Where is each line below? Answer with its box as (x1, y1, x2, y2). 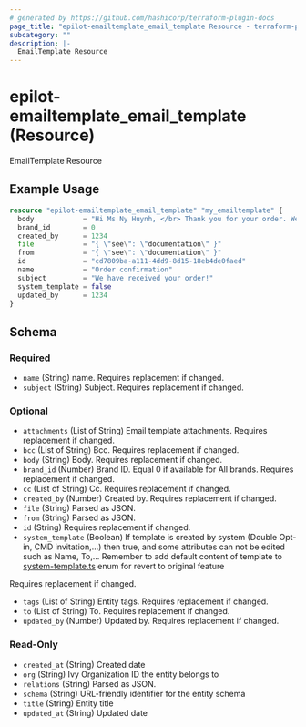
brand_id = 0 (17, 222, 96, 232)
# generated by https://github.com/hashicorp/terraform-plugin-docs (9, 13, 275, 23)
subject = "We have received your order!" (17, 273, 214, 282)
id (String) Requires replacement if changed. (22, 522, 191, 533)
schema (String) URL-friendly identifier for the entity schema (22, 688, 246, 699)
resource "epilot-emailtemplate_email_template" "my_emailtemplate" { (9, 206, 283, 215)
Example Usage (9, 181, 100, 197)
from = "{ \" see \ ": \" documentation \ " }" (17, 248, 222, 258)
